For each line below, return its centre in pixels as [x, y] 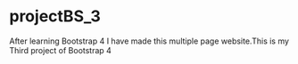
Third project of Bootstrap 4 [60, 50]
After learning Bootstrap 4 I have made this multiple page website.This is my [149, 41]
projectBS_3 [55, 16]
